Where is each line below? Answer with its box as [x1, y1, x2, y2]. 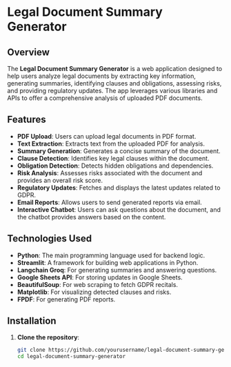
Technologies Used [7, 232, 92, 245]
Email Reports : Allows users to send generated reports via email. [17, 198, 202, 206]
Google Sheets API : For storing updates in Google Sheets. [17, 273, 183, 281]
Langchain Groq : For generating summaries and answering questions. [17, 266, 217, 274]
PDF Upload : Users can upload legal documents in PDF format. [17, 132, 197, 140]
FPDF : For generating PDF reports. [17, 295, 116, 304]
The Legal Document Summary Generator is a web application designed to [7, 65, 223, 72]
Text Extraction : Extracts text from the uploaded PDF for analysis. [17, 139, 205, 148]
